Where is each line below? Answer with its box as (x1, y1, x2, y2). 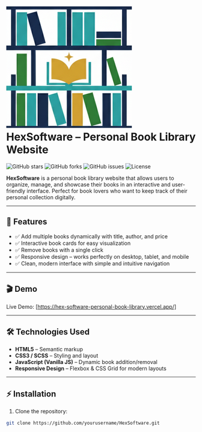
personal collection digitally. (6, 193, 76, 201)
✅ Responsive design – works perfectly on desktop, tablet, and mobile (14, 253, 189, 260)
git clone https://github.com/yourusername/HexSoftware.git (6, 420, 161, 427)
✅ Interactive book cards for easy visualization (14, 239, 131, 247)
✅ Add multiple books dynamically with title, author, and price (14, 232, 168, 240)
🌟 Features (6, 217, 47, 227)
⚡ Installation (6, 389, 57, 399)
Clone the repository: (14, 408, 68, 415)
